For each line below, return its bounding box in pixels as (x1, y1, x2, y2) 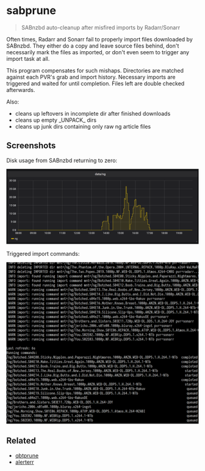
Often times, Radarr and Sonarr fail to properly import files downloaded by (6, 35, 193, 43)
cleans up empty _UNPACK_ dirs (15, 116, 96, 124)
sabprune (6, 4, 57, 18)
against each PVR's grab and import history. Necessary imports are (6, 73, 176, 80)
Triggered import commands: (6, 250, 80, 258)
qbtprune (15, 452, 39, 459)
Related (6, 436, 37, 446)
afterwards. (6, 86, 35, 93)
